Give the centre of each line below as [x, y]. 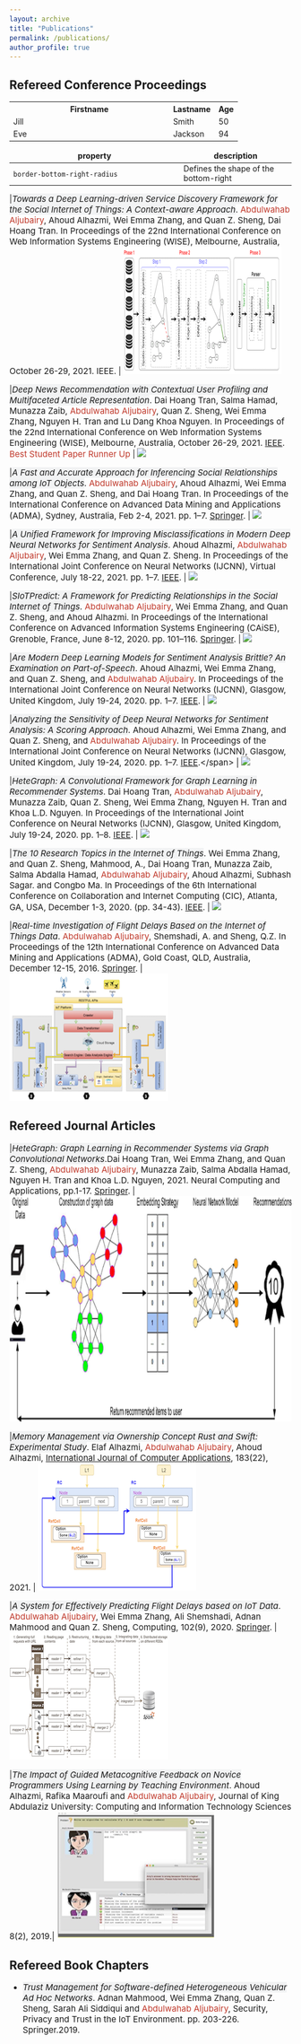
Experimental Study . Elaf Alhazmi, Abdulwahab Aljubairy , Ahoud [136, 1447]
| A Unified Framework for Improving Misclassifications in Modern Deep [150, 534]
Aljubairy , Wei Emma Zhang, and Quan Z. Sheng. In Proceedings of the [149, 555]
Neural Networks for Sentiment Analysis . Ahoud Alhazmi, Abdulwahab [148, 545]
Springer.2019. [51, 2030]
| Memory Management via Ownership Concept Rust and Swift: [133, 1437]
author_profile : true [50, 48]
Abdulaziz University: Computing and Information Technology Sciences [150, 1807]
